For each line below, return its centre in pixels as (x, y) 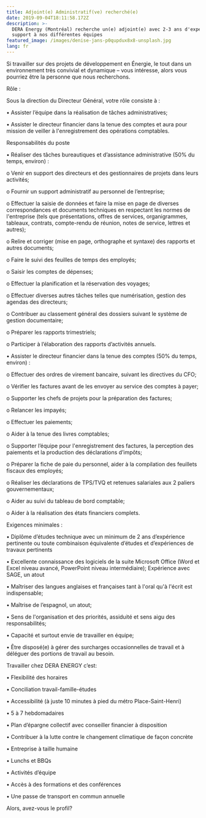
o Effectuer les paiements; (40, 422)
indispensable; (25, 593)
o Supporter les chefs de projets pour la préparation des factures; (90, 398)
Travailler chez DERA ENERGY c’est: (51, 665)
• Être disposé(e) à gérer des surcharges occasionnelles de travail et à (96, 647)
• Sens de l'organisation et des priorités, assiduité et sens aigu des (91, 617)
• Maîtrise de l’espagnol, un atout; (49, 604)
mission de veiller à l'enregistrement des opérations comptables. (88, 131)
